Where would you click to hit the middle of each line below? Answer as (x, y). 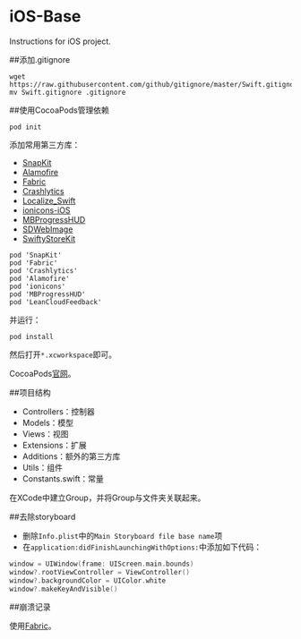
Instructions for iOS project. (60, 41)
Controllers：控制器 (59, 411)
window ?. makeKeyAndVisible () (64, 589)
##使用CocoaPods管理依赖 (59, 110)
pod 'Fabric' (34, 263)
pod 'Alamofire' (39, 278)
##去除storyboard (43, 516)
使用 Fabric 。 (33, 626)
